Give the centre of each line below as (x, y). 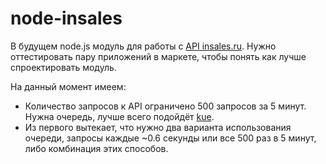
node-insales (66, 18)
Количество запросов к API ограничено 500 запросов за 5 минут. (165, 106)
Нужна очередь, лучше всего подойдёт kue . (119, 116)
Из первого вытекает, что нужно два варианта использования (158, 127)
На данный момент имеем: (68, 86)
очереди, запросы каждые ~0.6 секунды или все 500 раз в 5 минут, (170, 138)
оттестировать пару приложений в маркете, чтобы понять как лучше (158, 56)
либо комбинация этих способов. (96, 148)
